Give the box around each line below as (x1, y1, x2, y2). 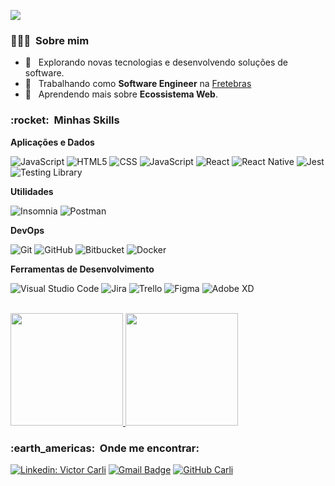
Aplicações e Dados (10, 136, 95, 148)
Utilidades (10, 185, 54, 197)
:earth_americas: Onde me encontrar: (10, 441, 200, 455)
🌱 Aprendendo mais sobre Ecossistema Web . (24, 88, 218, 100)
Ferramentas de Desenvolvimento (10, 263, 155, 275)
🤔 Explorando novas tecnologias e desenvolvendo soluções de (24, 56, 289, 69)
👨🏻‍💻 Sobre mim (10, 33, 90, 47)
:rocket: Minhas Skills (10, 113, 120, 127)
